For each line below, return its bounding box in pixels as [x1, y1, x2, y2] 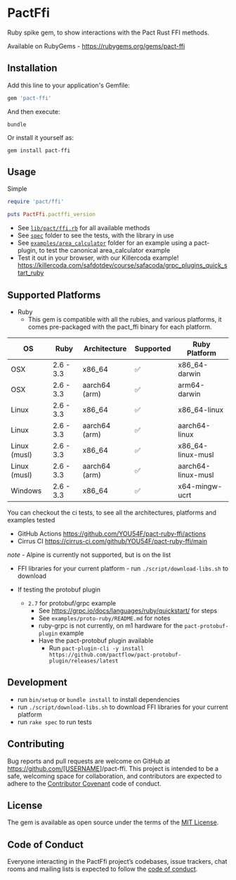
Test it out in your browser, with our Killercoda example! [17, 253, 179, 262]
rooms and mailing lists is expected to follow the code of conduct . [7, 865, 198, 874]
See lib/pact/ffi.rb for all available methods [17, 224, 150, 232]
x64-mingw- [178, 482, 223, 491]
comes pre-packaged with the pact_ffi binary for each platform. [27, 322, 212, 331]
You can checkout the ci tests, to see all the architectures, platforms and [7, 508, 216, 517]
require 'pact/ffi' [7, 199, 65, 206]
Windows [11, 486, 42, 496]
